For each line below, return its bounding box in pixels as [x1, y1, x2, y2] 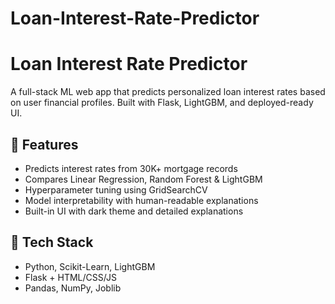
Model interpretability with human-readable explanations [24, 194, 259, 206]
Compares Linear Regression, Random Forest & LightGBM [24, 173, 263, 185]
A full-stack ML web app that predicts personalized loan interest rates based [10, 86, 326, 98]
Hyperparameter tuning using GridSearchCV [24, 183, 208, 196]
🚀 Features [10, 136, 79, 153]
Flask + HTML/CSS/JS [24, 271, 117, 283]
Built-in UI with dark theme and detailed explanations [24, 205, 244, 217]
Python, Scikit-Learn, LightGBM [24, 260, 156, 272]
